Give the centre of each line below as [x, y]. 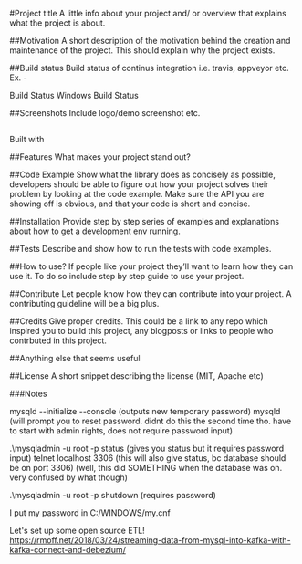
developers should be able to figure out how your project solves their [139, 184]
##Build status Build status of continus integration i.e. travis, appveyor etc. [149, 68]
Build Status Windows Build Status [74, 95]
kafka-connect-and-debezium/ [68, 550]
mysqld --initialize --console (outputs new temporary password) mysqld [145, 412]
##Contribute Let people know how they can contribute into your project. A [151, 294]
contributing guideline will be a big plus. [84, 304]
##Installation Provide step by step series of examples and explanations [145, 222]
